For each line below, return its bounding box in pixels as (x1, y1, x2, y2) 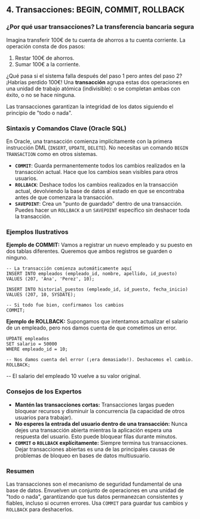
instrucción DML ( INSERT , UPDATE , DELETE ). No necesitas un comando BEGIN (6, 144, 188, 151)
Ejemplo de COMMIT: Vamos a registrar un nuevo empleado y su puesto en (6, 242, 193, 249)
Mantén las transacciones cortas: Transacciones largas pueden (14, 401, 174, 408)
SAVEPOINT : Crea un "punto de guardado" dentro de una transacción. (14, 200, 183, 207)
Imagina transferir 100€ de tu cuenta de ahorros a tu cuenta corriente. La (6, 36, 186, 44)
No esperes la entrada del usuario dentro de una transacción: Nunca (14, 420, 188, 427)
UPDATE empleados (6, 336, 50, 342)
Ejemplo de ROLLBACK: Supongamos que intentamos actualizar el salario (6, 318, 188, 325)
